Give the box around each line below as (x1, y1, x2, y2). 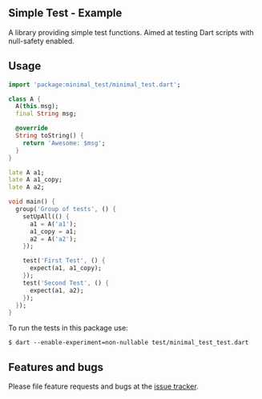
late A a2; (8, 183, 45, 191)
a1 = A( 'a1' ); (29, 220, 78, 228)
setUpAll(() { (22, 212, 70, 221)
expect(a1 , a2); (29, 286, 84, 294)
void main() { (8, 198, 56, 206)
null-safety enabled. (8, 36, 75, 46)
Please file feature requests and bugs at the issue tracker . (8, 381, 199, 391)
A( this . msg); (15, 102, 59, 110)
